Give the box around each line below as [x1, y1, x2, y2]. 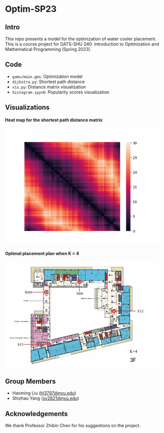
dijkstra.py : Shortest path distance [12, 78, 85, 84]
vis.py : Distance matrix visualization [12, 84, 86, 90]
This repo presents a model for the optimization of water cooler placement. [5, 36, 157, 42]
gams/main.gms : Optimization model [12, 73, 83, 79]
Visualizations [5, 103, 50, 112]
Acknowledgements [5, 409, 68, 418]
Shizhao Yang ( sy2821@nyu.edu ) [12, 395, 79, 401]
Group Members [5, 377, 56, 385]
